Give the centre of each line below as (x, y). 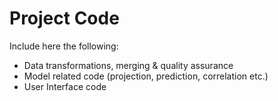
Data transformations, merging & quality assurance (128, 65)
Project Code (64, 18)
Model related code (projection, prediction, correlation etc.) (146, 76)
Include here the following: (64, 46)
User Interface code (65, 86)
